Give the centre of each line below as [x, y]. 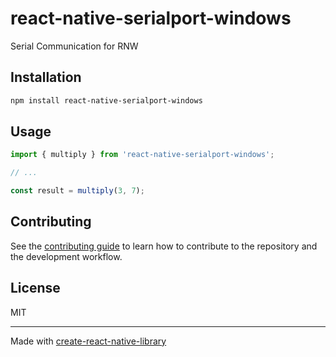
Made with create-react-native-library [88, 341]
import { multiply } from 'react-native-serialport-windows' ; [142, 155]
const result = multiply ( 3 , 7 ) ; [77, 191]
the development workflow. [66, 256]
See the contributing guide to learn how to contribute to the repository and [164, 246]
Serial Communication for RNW [74, 46]
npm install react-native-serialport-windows [106, 100]
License [35, 288]
